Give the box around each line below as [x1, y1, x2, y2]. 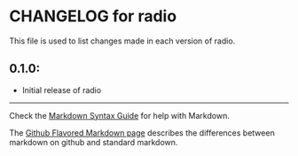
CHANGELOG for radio [9, 6, 177, 27]
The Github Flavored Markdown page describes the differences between [9, 127, 275, 138]
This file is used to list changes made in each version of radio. [9, 35, 236, 46]
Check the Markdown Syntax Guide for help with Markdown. [9, 110, 231, 121]
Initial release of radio [21, 84, 102, 95]
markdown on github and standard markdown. [9, 136, 178, 147]
